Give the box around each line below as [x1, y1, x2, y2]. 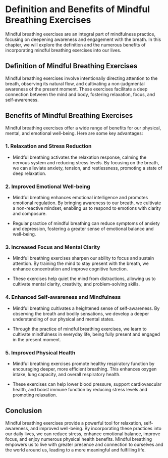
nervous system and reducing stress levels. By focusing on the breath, [12, 159, 159, 165]
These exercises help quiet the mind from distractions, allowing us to [12, 276, 156, 282]
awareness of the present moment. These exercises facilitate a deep [5, 86, 148, 92]
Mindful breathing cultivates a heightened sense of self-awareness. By [12, 305, 160, 311]
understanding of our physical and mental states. [12, 316, 115, 322]
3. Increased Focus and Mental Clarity [5, 244, 100, 251]
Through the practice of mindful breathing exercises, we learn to [12, 326, 147, 332]
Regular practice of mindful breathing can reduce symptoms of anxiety [12, 220, 160, 226]
